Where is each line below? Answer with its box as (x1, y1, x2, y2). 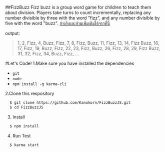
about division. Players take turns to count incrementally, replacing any (5, 10, 151, 16)
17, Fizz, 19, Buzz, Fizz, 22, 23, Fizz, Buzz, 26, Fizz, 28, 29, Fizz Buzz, (17, 45, 161, 51)
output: (5, 30, 20, 36)
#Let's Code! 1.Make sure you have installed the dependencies (5, 60, 134, 66)
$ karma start (9, 142, 39, 147)
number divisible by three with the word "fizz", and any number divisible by (5, 15, 160, 21)
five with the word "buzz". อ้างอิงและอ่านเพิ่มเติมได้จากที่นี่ (5, 20, 110, 26)
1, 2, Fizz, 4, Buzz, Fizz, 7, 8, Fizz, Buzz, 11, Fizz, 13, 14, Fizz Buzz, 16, (17, 40, 159, 46)
